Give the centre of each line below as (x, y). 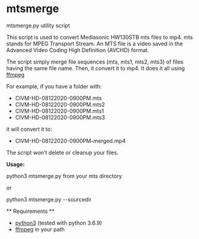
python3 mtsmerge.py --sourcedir (49, 199)
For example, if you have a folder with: (54, 86)
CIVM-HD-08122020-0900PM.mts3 (60, 117)
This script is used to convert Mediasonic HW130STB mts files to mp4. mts (99, 37)
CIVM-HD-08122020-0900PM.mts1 (59, 111)
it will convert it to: (29, 129)
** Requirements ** (30, 211)
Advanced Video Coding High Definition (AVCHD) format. (78, 50)
